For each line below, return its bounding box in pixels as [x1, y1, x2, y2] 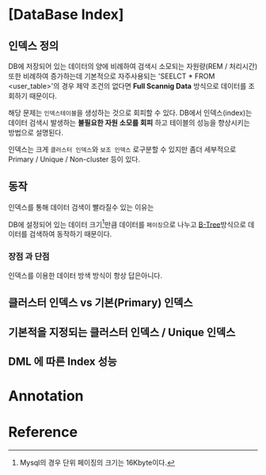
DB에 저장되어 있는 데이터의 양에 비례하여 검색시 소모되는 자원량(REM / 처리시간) [8, 62, 258, 70]
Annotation [8, 387, 85, 405]
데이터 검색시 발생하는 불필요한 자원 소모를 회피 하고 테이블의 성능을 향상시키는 [8, 118, 251, 127]
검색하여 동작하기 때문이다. [28, 230, 112, 239]
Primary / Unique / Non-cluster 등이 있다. [8, 154, 141, 164]
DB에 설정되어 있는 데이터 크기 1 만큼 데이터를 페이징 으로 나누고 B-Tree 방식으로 [8, 218, 247, 229]
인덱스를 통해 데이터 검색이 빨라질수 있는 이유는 [8, 202, 154, 211]
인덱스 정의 [8, 39, 59, 52]
